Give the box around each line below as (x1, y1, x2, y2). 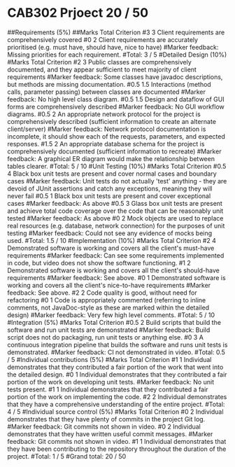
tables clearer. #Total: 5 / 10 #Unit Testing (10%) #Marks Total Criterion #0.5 (7, 162, 227, 170)
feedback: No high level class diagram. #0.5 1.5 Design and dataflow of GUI (7, 95, 225, 103)
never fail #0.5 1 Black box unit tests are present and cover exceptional (7, 191, 211, 200)
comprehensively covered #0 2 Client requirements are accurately (7, 35, 198, 43)
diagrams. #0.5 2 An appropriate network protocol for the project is (7, 110, 201, 118)
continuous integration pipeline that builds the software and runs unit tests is (7, 340, 228, 349)
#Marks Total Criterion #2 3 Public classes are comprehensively (7, 57, 192, 66)
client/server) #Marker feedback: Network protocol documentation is (7, 125, 206, 133)
